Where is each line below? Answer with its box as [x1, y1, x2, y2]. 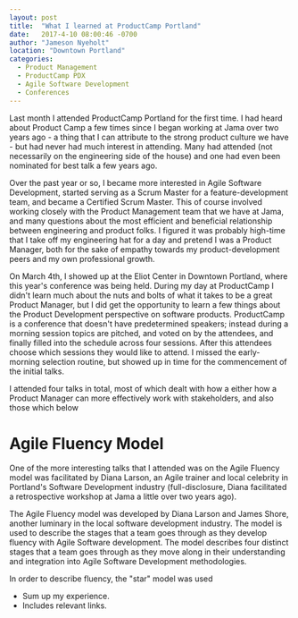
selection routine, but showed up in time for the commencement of [41, 356, 287, 367]
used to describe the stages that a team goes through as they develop [9, 528, 268, 538]
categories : [9, 55, 54, 63]
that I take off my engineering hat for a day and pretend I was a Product [9, 234, 272, 245]
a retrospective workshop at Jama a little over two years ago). [9, 491, 237, 502]
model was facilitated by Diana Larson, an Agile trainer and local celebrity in [9, 472, 288, 483]
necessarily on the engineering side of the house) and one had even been [9, 150, 281, 161]
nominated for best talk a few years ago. [9, 160, 158, 171]
